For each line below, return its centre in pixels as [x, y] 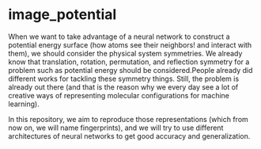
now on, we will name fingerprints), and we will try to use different [116, 128]
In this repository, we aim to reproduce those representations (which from [129, 119]
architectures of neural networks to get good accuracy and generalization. [129, 136]
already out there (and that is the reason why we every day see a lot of [123, 87]
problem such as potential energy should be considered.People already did [130, 70]
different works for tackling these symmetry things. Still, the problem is [124, 78]
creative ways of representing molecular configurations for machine [119, 95]
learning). [24, 104]
